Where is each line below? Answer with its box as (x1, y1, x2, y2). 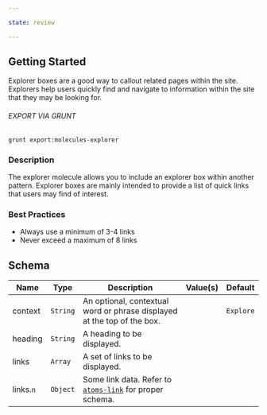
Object (50, 385, 75, 394)
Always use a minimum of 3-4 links (19, 227, 135, 237)
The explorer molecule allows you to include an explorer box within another (8, 172, 254, 181)
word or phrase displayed (82, 305, 178, 316)
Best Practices (8, 208, 66, 219)
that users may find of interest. (8, 188, 109, 199)
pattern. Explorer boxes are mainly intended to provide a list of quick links (8, 180, 250, 190)
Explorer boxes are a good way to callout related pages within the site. (8, 76, 238, 86)
